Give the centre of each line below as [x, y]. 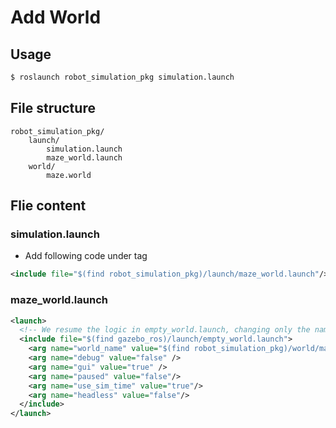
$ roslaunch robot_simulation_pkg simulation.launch [122, 77]
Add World [56, 17]
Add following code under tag [86, 256]
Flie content [48, 206]
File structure [53, 108]
